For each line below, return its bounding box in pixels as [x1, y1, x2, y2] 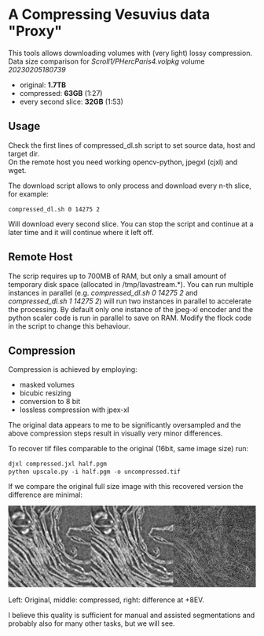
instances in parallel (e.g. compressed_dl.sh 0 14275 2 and [8, 288, 198, 297]
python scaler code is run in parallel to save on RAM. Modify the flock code [8, 313, 252, 322]
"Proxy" [8, 22, 63, 40]
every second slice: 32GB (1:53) [19, 97, 124, 106]
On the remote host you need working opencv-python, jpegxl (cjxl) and [8, 157, 238, 167]
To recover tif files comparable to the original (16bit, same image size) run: [8, 444, 249, 454]
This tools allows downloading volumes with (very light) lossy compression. [8, 48, 253, 57]
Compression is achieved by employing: [8, 365, 137, 374]
